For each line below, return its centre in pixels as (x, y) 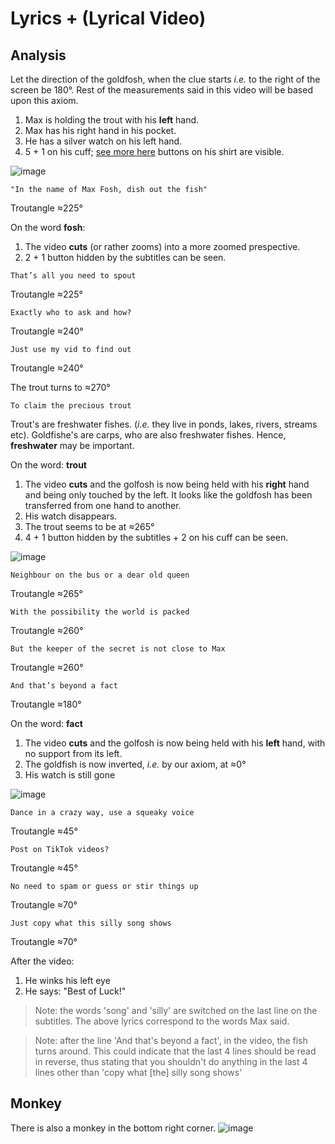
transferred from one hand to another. (103, 505)
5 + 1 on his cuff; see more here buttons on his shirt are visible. (154, 151)
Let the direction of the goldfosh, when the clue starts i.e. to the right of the (165, 79)
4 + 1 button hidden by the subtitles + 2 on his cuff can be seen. (156, 537)
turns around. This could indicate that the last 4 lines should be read (175, 1051)
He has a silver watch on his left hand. (103, 141)
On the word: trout (48, 465)
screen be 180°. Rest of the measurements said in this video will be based (161, 90)
